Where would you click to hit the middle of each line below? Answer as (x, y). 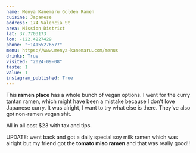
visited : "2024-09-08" (34, 61)
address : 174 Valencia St (38, 23)
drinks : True (22, 56)
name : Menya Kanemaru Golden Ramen (50, 12)
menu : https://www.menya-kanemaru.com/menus (62, 51)
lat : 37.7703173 (26, 34)
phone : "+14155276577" (34, 45)
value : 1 (17, 73)
